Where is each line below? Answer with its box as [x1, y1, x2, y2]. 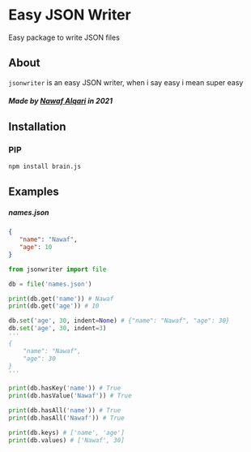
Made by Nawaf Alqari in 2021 [8, 96, 113, 106]
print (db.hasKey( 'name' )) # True [8, 384, 121, 393]
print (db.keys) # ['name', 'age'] [8, 428, 125, 437]
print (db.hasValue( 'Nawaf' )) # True [8, 392, 132, 400]
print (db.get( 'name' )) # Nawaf [8, 295, 114, 303]
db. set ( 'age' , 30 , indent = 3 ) [8, 325, 107, 333]
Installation [8, 119, 66, 133]
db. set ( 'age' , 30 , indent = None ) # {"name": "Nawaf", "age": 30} [8, 316, 230, 325]
